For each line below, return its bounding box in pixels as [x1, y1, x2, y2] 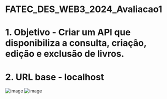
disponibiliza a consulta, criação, [5, 37, 147, 49]
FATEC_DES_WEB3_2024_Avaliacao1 [5, 4, 162, 15]
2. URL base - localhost [5, 71, 104, 83]
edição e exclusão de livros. [5, 48, 125, 60]
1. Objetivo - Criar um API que [5, 27, 131, 38]
